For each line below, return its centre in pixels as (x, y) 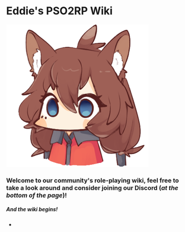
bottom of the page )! (36, 195)
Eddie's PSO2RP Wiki (59, 11)
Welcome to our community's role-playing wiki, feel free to (92, 180)
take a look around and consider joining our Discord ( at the (92, 187)
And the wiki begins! (32, 209)
